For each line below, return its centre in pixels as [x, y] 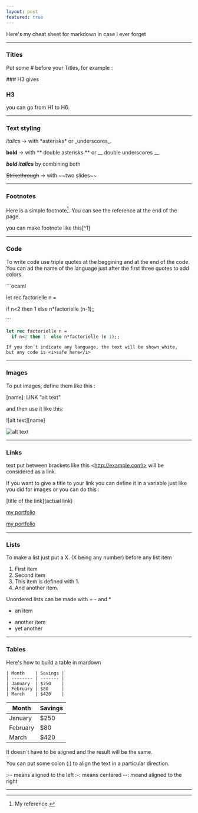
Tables [16, 650]
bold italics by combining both [43, 164]
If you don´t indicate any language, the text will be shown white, [92, 347]
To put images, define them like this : [51, 386]
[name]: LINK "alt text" [33, 397]
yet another [29, 628]
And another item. [37, 588]
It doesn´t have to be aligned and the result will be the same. [80, 751]
